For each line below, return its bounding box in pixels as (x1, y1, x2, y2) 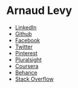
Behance (15, 69, 37, 76)
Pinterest (15, 49, 38, 56)
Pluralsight (15, 56, 42, 63)
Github (15, 30, 32, 37)
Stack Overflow (15, 75, 54, 83)
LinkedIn (15, 24, 37, 31)
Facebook (15, 36, 41, 44)
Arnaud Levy (6, 4, 73, 18)
